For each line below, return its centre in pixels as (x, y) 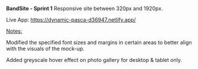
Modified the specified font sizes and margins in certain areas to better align (99, 42)
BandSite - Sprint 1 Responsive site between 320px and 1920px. (85, 8)
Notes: (14, 31)
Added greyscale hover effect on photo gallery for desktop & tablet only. (94, 60)
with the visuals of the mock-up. (45, 49)
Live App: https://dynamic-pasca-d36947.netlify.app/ (71, 20)
